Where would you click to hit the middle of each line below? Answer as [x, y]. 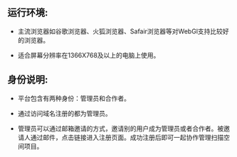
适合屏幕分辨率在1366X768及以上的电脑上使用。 [89, 55]
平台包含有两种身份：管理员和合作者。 [74, 98]
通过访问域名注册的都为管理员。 [64, 113]
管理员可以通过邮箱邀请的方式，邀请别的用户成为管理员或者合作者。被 [121, 128]
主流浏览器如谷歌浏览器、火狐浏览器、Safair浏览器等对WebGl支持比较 [120, 31]
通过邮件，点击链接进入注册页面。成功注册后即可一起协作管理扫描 [127, 137]
